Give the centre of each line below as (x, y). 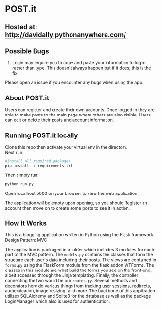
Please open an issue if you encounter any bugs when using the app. (74, 83)
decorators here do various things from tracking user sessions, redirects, (78, 286)
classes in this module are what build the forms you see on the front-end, (79, 270)
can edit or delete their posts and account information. (60, 120)
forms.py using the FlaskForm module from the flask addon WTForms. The (80, 265)
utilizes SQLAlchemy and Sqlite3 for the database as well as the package (78, 296)
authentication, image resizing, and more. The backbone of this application (80, 291)
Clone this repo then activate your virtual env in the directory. (66, 147)
